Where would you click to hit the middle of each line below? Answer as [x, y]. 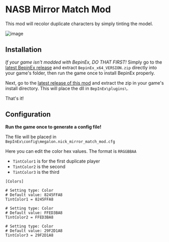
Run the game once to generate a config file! [53, 127]
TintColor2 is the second [39, 166]
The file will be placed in [31, 136]
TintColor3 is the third [36, 172]
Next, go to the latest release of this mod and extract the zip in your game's [85, 83]
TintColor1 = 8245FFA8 [29, 199]
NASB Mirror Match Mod [58, 9]
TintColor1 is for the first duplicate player [56, 161]
